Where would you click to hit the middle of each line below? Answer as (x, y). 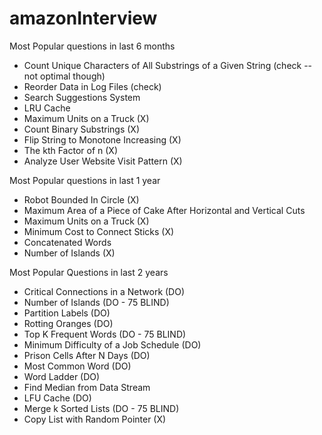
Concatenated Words (67, 242)
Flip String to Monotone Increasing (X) (102, 139)
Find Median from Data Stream (87, 387)
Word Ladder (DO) (62, 376)
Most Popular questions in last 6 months (92, 46)
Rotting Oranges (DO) (68, 323)
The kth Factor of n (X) (71, 150)
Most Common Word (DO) (77, 366)
